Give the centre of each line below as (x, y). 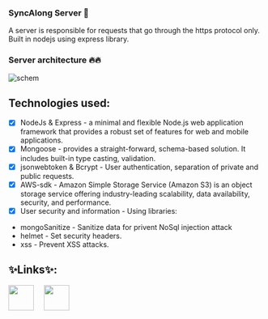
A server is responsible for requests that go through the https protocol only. (134, 31)
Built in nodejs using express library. (69, 39)
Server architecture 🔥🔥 (55, 60)
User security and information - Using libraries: (99, 211)
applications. (41, 140)
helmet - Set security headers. (71, 236)
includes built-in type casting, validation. (88, 158)
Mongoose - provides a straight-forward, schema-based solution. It (133, 149)
